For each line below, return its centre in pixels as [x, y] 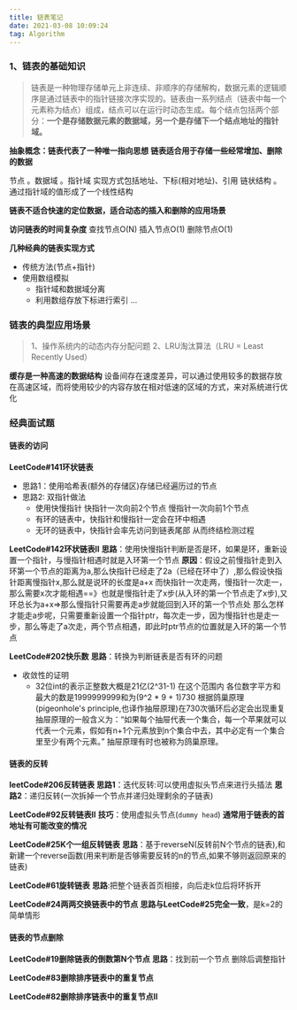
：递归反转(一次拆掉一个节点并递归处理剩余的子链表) [118, 796]
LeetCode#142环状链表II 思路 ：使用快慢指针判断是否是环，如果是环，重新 [145, 549]
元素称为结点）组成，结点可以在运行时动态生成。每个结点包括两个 [151, 109]
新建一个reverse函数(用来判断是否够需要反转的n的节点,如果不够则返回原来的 [148, 856]
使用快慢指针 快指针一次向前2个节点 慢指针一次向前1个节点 [142, 508]
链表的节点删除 [36, 937]
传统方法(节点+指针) [58, 266]
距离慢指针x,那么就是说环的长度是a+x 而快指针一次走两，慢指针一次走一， [152, 582]
